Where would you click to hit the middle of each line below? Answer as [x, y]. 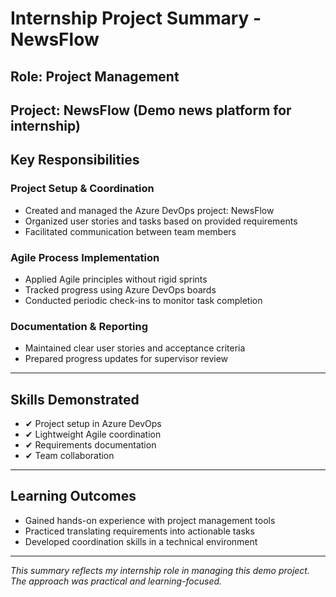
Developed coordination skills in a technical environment [141, 541]
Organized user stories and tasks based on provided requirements [161, 221]
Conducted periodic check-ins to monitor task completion [143, 300]
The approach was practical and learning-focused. [116, 581]
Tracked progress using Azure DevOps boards [120, 289]
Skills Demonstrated [75, 399]
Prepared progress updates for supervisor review [126, 359]
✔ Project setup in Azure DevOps [93, 424]
